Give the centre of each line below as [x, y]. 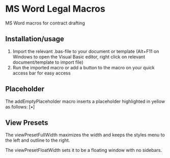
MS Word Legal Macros [55, 9]
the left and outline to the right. [38, 140]
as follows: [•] [20, 107]
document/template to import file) [48, 62]
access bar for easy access [41, 73]
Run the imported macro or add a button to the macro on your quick [84, 67]
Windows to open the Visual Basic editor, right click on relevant [79, 57]
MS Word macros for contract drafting [45, 23]
